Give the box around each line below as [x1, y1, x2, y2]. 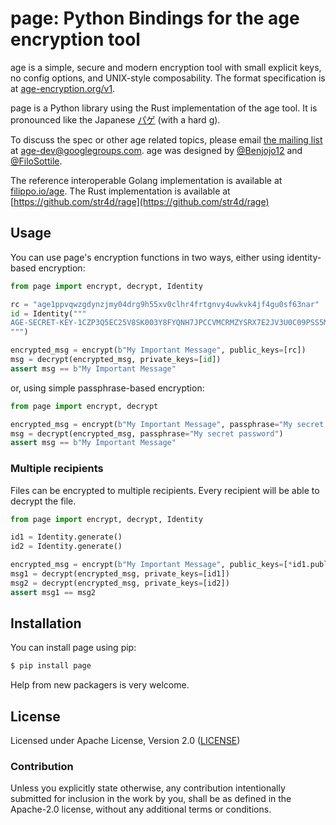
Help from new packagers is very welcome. [10, 679, 190, 691]
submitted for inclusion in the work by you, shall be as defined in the [10, 793, 292, 805]
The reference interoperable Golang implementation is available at [10, 174, 283, 186]
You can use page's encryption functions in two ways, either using [10, 251, 285, 263]
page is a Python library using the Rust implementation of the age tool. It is [10, 102, 318, 114]
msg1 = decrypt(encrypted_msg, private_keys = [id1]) [10, 569, 230, 579]
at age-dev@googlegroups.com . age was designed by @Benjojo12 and [10, 144, 303, 156]
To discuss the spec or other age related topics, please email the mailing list [10, 133, 323, 146]
